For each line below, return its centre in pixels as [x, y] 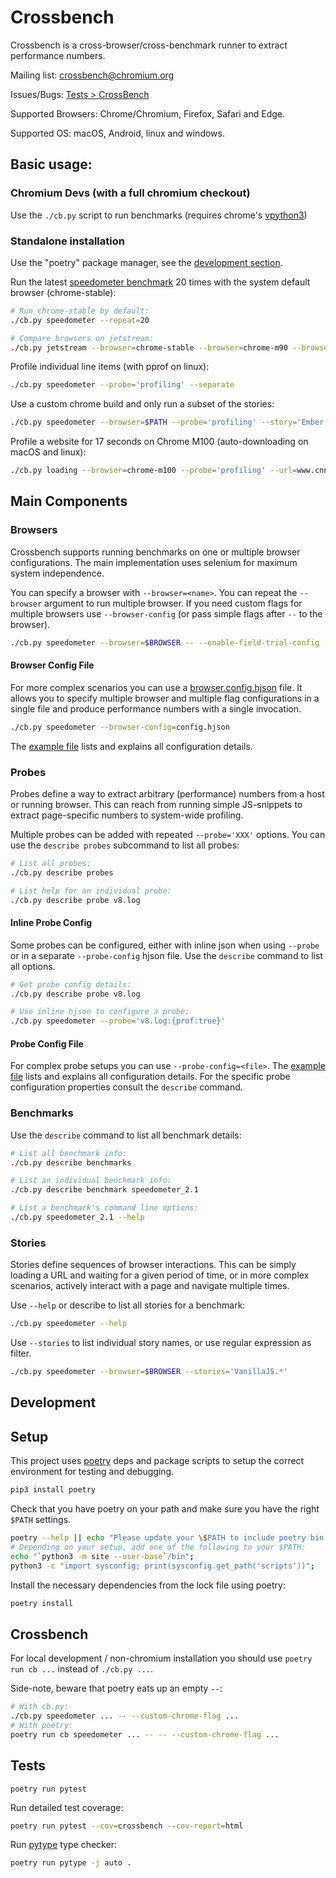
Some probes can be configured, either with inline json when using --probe [165, 945]
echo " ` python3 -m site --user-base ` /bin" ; [102, 1556]
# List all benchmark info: [69, 1153]
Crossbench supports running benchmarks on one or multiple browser [155, 552]
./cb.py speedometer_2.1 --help [77, 1217]
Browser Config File [52, 665]
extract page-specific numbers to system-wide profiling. [127, 815]
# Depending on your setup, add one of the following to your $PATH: [158, 1547]
